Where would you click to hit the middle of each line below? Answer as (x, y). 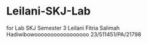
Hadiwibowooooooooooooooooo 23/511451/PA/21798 (74, 34)
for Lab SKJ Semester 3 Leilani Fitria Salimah (63, 28)
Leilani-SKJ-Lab (48, 11)
